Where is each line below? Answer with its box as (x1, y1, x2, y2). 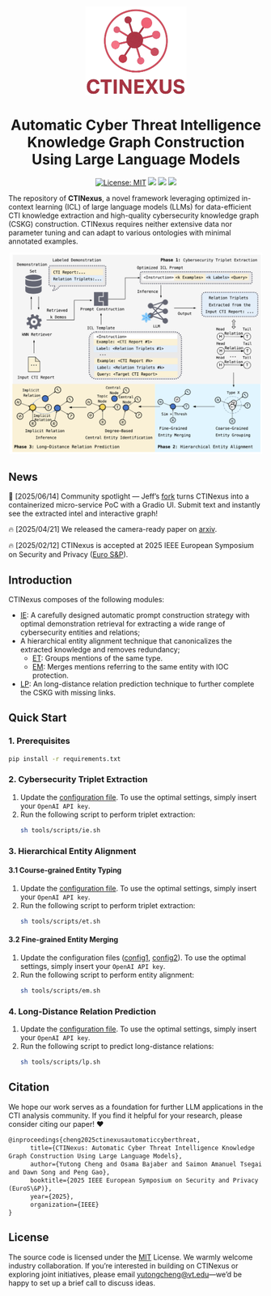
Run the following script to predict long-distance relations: (19, 1042, 214, 1052)
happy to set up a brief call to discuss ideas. (8, 1277, 156, 1288)
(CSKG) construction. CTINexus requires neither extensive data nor (8, 219, 233, 229)
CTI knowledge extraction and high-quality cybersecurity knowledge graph (8, 210, 260, 220)
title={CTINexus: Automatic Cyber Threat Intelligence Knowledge (29, 1144, 255, 1152)
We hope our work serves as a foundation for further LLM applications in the (8, 1102, 264, 1111)
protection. (32, 670, 69, 680)
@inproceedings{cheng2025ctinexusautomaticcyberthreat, (8, 1136, 201, 1144)
